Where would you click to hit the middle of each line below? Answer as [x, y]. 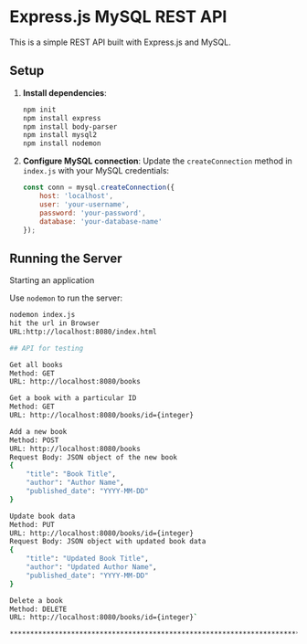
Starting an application [52, 280]
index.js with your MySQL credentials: [96, 171]
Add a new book [38, 431]
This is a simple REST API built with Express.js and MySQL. [120, 42]
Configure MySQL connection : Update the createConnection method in [157, 161]
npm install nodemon [62, 143]
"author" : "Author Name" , [75, 483]
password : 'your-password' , [93, 213]
